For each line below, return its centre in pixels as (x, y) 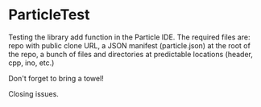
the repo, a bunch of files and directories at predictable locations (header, (131, 54)
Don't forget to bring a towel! (56, 78)
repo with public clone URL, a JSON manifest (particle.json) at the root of (130, 45)
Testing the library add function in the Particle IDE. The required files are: (129, 37)
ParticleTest (49, 15)
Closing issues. (33, 93)
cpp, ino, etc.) (31, 63)
